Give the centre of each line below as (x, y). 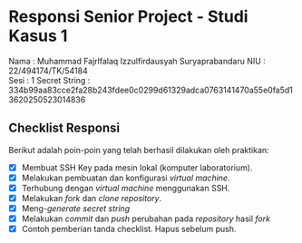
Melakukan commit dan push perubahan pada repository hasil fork (146, 219)
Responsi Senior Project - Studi (128, 17)
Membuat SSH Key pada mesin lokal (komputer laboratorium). (137, 167)
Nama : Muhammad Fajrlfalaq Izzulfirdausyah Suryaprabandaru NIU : (137, 61)
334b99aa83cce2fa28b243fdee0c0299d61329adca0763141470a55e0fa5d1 (151, 90)
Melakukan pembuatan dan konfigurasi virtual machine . (126, 178)
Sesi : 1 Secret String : (49, 80)
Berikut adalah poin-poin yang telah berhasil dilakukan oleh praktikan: (139, 150)
